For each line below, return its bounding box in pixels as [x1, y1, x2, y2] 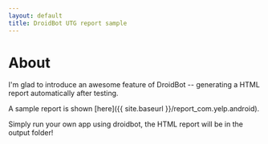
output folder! [8, 128, 54, 138]
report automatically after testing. [8, 89, 119, 98]
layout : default [8, 11, 63, 20]
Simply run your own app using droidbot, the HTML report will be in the [8, 119, 243, 129]
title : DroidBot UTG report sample [8, 19, 128, 27]
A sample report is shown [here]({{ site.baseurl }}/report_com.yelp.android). [8, 104, 260, 114]
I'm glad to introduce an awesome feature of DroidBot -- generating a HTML [8, 80, 261, 90]
